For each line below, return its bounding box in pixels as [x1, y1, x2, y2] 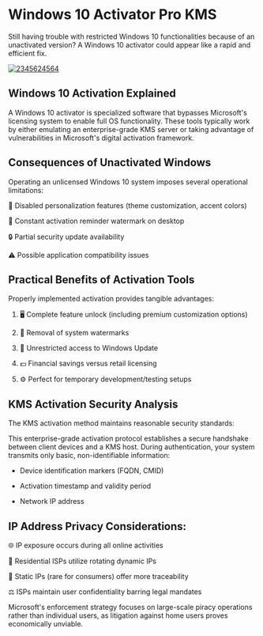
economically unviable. [8, 619, 84, 628]
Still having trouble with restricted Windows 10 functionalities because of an [8, 32, 255, 41]
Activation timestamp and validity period [19, 481, 152, 491]
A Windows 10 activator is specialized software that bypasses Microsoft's [8, 108, 247, 117]
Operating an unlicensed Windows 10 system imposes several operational [8, 176, 249, 187]
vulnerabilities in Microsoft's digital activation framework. [8, 133, 195, 142]
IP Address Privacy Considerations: [8, 520, 187, 533]
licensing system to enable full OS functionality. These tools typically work [8, 116, 250, 126]
